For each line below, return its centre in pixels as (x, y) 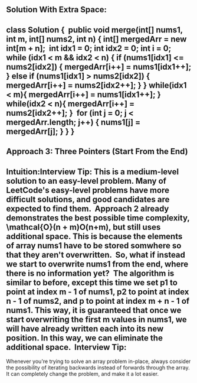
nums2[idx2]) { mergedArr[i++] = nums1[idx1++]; (99, 66)
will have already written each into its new (85, 328)
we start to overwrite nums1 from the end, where (97, 264)
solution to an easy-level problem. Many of (86, 181)
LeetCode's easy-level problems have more (88, 190)
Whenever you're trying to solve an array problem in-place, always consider (98, 361)
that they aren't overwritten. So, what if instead (96, 254)
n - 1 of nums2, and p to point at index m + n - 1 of (98, 301)
